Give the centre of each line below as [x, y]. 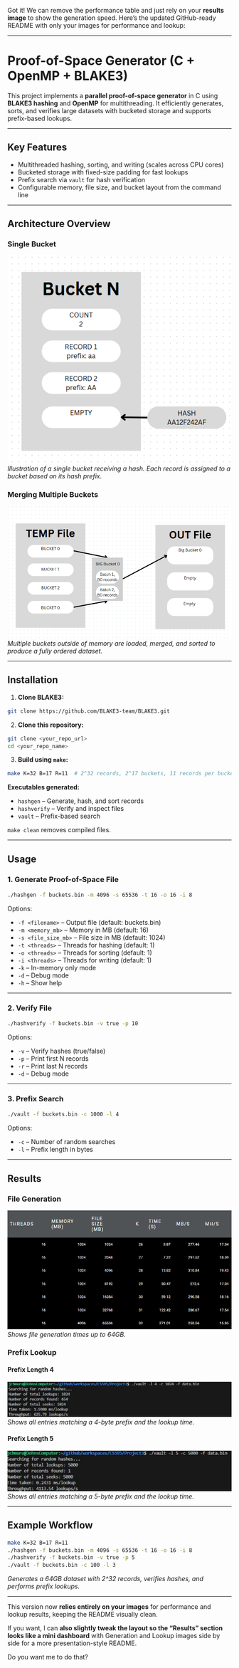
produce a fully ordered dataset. [55, 651]
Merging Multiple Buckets [53, 495]
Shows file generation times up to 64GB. [67, 1334]
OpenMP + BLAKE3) [68, 76]
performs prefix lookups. [44, 1586]
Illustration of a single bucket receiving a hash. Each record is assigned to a [119, 468]
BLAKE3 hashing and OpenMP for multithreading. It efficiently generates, [116, 103]
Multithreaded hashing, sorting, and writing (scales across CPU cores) [121, 164]
